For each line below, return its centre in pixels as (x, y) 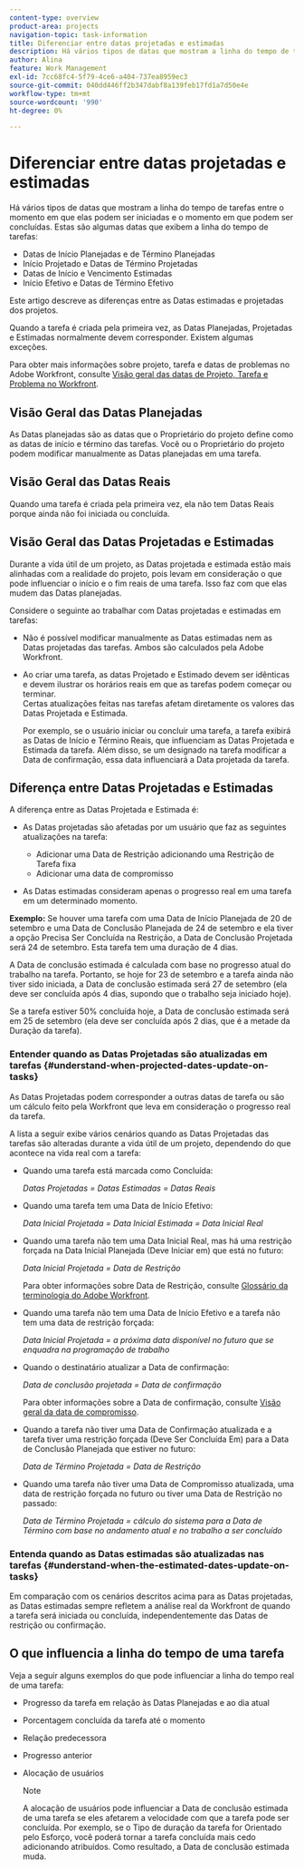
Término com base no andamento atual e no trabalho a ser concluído (152, 1530)
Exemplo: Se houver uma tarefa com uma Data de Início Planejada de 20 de (151, 919)
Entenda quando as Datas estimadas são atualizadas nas (137, 1553)
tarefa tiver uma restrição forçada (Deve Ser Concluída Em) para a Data (156, 1439)
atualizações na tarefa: (65, 837)
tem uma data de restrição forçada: (88, 1322)
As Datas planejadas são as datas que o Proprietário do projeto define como (152, 434)
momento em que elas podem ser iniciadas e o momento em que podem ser (152, 218)
